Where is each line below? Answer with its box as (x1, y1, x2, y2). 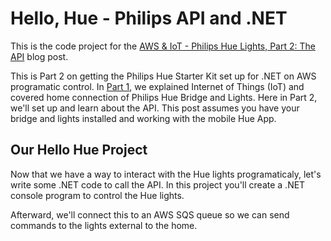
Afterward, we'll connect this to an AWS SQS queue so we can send (10, 208, 290, 221)
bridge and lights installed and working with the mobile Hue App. (10, 112, 277, 124)
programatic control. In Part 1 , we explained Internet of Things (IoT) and (10, 80, 305, 92)
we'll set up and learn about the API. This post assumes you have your (10, 102, 300, 114)
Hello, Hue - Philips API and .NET (10, 7, 288, 30)
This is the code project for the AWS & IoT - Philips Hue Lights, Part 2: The (10, 40, 316, 52)
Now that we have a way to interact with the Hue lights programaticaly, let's (10, 168, 322, 180)
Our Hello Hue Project (10, 142, 148, 159)
